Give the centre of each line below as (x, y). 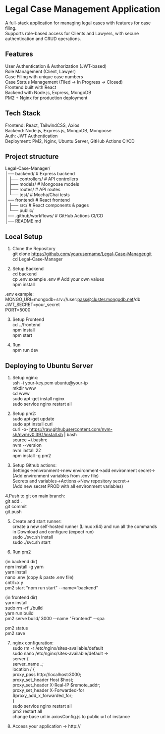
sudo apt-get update (33, 419)
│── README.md (23, 221)
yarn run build (19, 613)
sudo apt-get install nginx (38, 399)
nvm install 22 (27, 450)
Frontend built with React (31, 87)
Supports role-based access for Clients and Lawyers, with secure (72, 33)
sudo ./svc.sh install (33, 537)
